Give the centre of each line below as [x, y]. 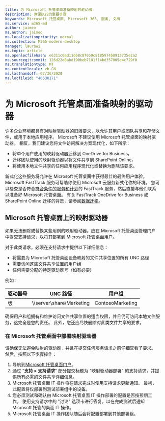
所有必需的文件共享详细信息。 [47, 377]
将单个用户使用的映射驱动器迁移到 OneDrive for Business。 [72, 153]
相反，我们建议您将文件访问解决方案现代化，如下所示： [75, 143]
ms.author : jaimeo [24, 32]
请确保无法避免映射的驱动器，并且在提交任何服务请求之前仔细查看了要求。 [80, 348]
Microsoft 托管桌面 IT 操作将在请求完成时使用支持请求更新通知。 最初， [84, 383]
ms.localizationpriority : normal [39, 37]
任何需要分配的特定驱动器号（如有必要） [53, 270]
